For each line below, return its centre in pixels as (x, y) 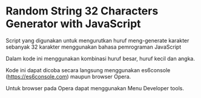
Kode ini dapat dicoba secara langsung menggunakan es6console (88, 70)
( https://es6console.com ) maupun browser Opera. (68, 76)
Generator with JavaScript (73, 24)
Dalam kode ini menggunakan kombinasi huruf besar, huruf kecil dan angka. (100, 58)
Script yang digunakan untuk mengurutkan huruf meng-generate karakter (97, 40)
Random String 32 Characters (82, 11)
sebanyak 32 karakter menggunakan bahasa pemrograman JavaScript (94, 47)
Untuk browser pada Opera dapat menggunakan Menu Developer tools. (95, 88)
